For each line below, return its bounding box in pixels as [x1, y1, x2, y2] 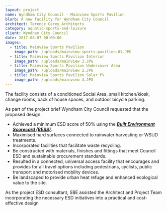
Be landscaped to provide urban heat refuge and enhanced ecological [12, 174, 158, 180]
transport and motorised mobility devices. [12, 169, 100, 175]
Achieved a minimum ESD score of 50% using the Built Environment [12, 121, 155, 127]
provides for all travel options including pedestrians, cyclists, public [12, 163, 152, 169]
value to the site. [12, 179, 47, 185]
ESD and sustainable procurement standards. [12, 153, 107, 159]
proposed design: [5, 111, 42, 117]
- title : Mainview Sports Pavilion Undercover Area [10, 63, 121, 68]
